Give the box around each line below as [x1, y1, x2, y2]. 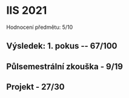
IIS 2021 [6, 4, 47, 17]
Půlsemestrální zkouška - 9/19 [6, 61, 123, 72]
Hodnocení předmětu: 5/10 [6, 23, 73, 31]
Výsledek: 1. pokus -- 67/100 [6, 41, 117, 51]
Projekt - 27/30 [6, 82, 65, 92]
